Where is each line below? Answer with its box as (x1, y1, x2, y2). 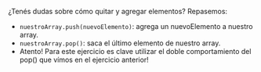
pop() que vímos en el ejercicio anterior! (19, 55, 149, 64)
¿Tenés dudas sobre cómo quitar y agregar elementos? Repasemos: (8, 7, 228, 16)
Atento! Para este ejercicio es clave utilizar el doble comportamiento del (19, 47, 252, 56)
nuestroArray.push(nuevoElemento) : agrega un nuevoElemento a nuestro (19, 22, 253, 31)
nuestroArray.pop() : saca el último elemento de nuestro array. (19, 38, 221, 48)
